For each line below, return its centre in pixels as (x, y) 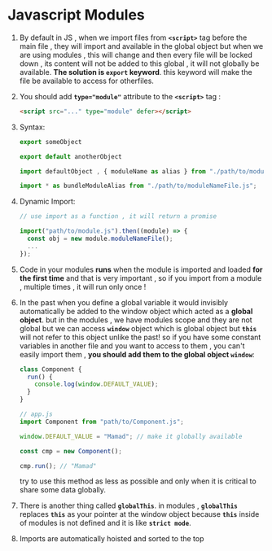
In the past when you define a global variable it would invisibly (124, 302)
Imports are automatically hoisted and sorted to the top (112, 539)
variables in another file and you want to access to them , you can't (132, 345)
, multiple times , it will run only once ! (83, 286)
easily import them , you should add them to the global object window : (137, 354)
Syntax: (32, 127)
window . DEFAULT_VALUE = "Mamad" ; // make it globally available (131, 436)
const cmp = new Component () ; (71, 451)
